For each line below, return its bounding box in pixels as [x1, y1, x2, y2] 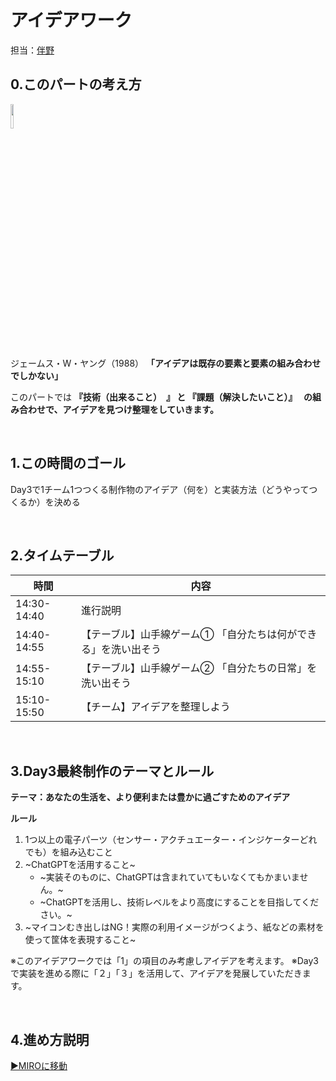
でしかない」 [10, 369, 63, 381]
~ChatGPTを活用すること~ [24, 859, 136, 871]
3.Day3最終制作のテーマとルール [10, 762, 215, 780]
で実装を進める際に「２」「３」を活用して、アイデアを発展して [10, 967, 268, 980]
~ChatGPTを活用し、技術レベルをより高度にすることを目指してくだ [39, 896, 320, 908]
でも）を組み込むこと [24, 846, 113, 858]
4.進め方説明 [10, 1031, 90, 1048]
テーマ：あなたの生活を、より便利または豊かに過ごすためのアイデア [10, 791, 291, 803]
